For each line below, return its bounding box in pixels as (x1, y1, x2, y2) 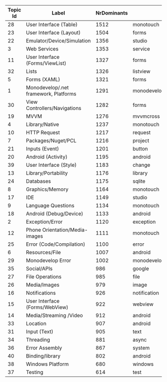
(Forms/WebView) (26, 304, 69, 311)
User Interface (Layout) (26, 29, 81, 36)
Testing (26, 369, 44, 376)
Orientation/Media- (42, 227, 88, 233)
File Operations (26, 273, 62, 280)
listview (132, 68, 151, 74)
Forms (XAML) (26, 76, 61, 83)
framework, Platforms (26, 90, 77, 97)
